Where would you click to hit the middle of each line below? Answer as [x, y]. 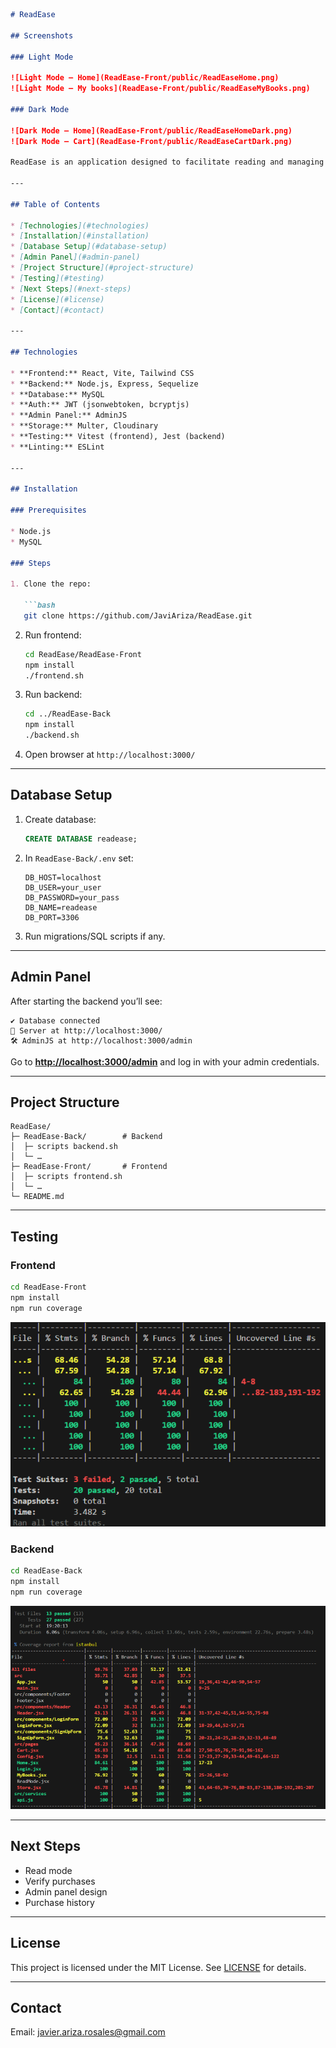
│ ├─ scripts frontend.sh [66, 1177]
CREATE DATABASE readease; [81, 839]
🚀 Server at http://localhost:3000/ [86, 1030]
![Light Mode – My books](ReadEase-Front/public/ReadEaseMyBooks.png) [160, 89]
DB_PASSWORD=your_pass [72, 897]
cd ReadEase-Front [48, 1287]
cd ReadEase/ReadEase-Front [83, 654]
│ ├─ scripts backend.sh [64, 1147]
